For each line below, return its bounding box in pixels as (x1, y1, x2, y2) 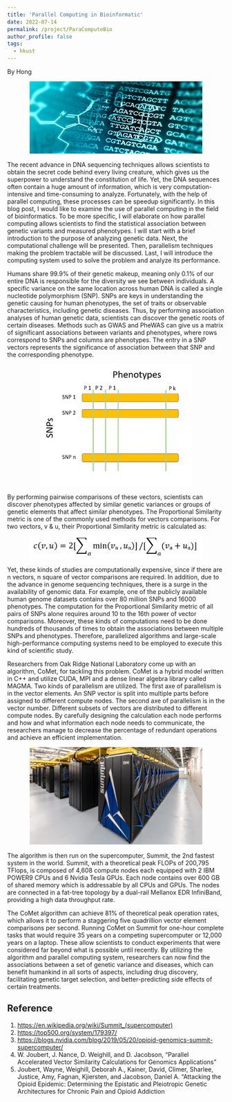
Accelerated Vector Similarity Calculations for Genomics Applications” (17, 1058, 217, 1066)
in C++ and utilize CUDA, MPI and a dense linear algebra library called (7, 674, 207, 683)
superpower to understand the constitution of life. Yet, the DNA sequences (7, 175, 220, 183)
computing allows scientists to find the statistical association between (7, 219, 206, 228)
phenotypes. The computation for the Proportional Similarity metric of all (7, 602, 214, 611)
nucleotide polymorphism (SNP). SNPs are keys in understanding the (7, 291, 204, 300)
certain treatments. (7, 982, 61, 991)
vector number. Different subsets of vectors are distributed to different (7, 703, 208, 712)
